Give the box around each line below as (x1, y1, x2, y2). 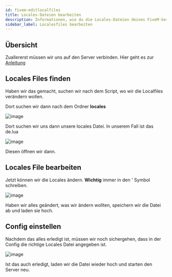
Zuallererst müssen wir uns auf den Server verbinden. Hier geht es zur (5, 54, 154, 60)
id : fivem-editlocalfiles (5, 7, 60, 13)
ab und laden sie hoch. (5, 207, 54, 214)
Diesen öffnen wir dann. (5, 148, 56, 154)
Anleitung (5, 60, 26, 66)
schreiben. (5, 182, 28, 188)
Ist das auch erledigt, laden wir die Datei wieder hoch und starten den (5, 261, 153, 267)
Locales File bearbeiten (5, 163, 82, 172)
